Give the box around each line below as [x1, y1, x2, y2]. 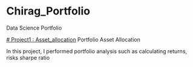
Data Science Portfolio [6, 24, 62, 31]
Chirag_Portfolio [6, 4, 91, 18]
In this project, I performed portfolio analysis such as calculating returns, [6, 47, 188, 55]
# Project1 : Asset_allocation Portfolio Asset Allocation [6, 36, 140, 43]
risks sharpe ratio [6, 54, 50, 61]
